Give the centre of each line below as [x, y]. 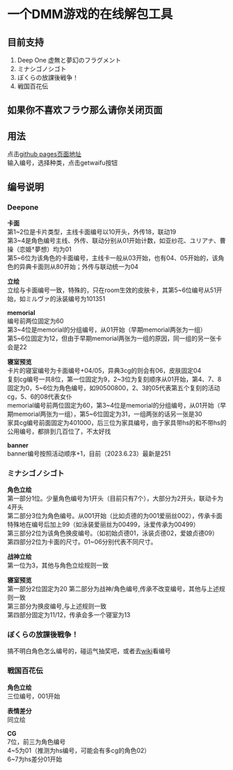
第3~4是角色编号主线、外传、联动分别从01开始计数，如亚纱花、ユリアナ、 [114, 240]
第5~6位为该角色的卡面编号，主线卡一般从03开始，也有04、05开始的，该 [113, 257]
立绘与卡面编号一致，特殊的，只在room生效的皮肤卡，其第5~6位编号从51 [112, 290]
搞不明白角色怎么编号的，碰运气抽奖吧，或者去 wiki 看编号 [89, 651]
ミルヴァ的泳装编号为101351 [65, 298]
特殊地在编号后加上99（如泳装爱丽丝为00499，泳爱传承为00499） [103, 524]
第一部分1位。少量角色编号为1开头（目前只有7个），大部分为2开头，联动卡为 [115, 499]
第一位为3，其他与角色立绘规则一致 [58, 566]
